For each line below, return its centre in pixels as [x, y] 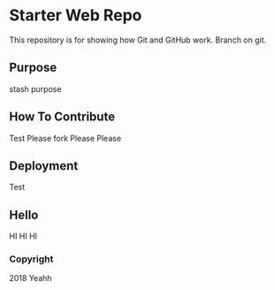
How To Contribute [62, 117]
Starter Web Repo [76, 15]
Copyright [31, 259]
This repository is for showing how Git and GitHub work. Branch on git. [138, 40]
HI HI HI [23, 236]
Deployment [44, 166]
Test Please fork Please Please [65, 138]
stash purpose [35, 88]
